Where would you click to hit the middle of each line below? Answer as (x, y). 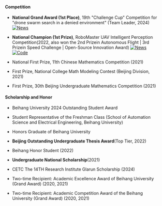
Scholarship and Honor (29, 97)
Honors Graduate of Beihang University (51, 132)
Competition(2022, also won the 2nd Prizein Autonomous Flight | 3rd (81, 42)
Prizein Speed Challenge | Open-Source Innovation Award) (71, 48)
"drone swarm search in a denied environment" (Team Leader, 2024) (81, 23)
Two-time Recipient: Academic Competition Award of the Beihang (77, 193)
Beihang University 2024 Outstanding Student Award (65, 108)
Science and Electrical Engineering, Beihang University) (67, 122)
